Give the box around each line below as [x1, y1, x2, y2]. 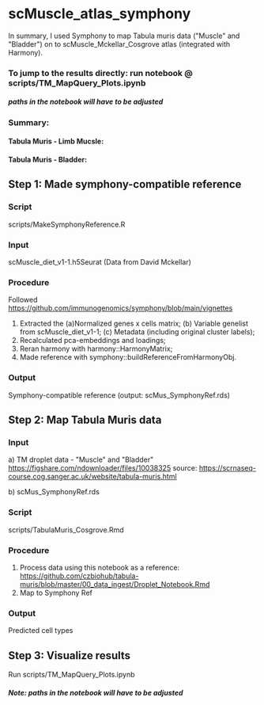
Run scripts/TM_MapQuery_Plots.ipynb [8, 669, 135, 679]
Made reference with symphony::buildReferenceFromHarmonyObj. [19, 352, 237, 362]
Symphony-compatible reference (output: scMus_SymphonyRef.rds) [8, 390, 231, 400]
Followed [8, 295, 38, 305]
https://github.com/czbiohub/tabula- [19, 571, 139, 581]
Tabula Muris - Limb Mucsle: [8, 136, 104, 147]
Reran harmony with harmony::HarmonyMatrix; [19, 344, 173, 353]
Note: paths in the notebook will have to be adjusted [8, 688, 183, 697]
